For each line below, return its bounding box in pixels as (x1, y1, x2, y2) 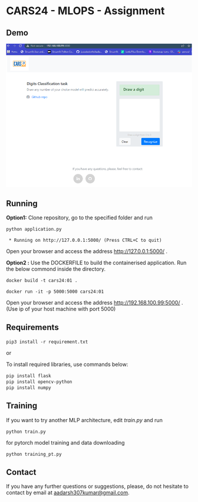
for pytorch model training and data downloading (6, 439, 125, 446)
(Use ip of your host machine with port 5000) (6, 306, 116, 313)
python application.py (6, 226, 62, 232)
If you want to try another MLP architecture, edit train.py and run (6, 416, 163, 423)
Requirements (6, 322, 59, 332)
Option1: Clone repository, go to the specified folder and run (6, 214, 153, 221)
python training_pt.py (6, 451, 62, 457)
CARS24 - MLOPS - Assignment (6, 4, 165, 18)
